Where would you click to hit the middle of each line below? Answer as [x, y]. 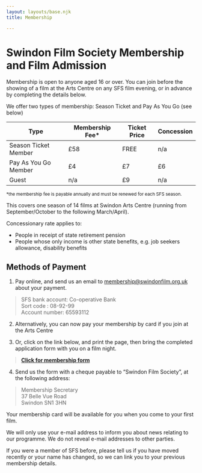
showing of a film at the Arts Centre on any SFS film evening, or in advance [99, 89]
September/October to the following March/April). [68, 212]
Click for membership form [55, 360]
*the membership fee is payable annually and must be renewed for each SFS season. [94, 194]
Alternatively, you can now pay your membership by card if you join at [102, 324]
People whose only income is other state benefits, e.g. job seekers [97, 242]
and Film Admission [57, 65]
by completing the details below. [46, 95]
